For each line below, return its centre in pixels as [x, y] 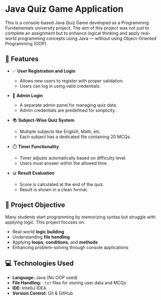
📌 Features [22, 59]
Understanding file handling [41, 237]
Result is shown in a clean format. [54, 189]
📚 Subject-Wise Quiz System [43, 120]
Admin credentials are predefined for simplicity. [68, 110]
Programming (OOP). [26, 43]
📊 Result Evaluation [33, 173]
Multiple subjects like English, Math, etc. [60, 131]
